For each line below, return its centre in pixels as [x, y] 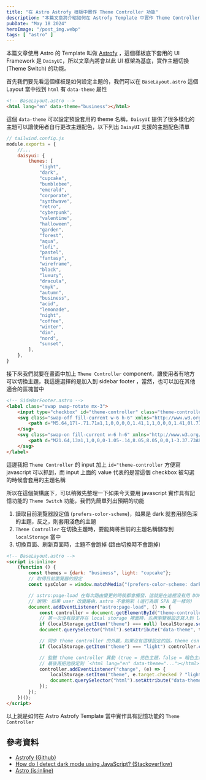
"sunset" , [51, 344]
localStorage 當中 [38, 536]
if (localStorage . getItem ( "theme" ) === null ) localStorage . [117, 624]
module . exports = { [31, 144]
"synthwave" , [55, 201]
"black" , [50, 270]
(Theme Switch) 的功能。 [38, 69]
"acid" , [49, 304]
